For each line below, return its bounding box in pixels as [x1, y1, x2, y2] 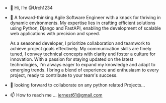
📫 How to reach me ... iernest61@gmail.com [10, 92, 103, 98]
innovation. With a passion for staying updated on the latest [10, 56, 134, 62]
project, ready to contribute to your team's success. [10, 72, 118, 78]
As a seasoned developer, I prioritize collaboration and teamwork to [10, 40, 150, 46]
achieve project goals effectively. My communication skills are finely [10, 46, 152, 51]
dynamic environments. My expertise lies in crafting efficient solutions [10, 20, 156, 26]
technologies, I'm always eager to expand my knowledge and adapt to [10, 62, 156, 67]
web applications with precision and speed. [10, 31, 101, 36]
